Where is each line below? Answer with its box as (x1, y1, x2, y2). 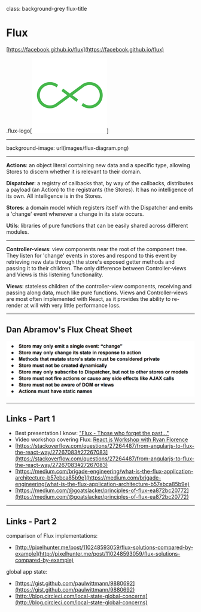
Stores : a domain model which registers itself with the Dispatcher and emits (6, 204, 193, 211)
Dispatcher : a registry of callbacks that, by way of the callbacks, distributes (6, 179, 193, 186)
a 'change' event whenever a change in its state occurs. (6, 210, 144, 218)
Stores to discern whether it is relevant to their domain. (6, 168, 142, 175)
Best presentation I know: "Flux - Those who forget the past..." (14, 430, 169, 437)
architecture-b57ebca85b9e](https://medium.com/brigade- (14, 474, 162, 481)
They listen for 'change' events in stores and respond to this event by (6, 252, 177, 259)
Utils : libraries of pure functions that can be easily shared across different (6, 222, 188, 229)
